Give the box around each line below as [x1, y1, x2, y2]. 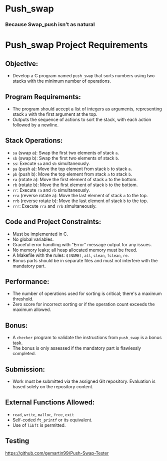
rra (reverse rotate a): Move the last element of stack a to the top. [12, 192, 148, 198]
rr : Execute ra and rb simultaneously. [12, 187, 90, 193]
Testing [5, 437, 29, 445]
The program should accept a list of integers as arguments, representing [12, 106, 162, 112]
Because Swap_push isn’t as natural [5, 21, 95, 28]
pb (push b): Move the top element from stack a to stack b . [12, 171, 132, 177]
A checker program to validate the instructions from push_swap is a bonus [12, 335, 162, 341]
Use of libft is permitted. [12, 422, 66, 428]
